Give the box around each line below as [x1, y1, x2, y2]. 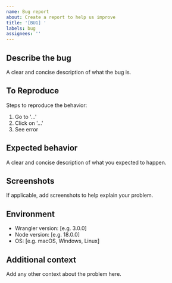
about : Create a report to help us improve [6, 14, 116, 20]
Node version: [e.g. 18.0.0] [14, 231, 80, 238]
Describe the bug [6, 53, 71, 63]
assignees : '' [6, 31, 42, 37]
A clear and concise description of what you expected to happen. [6, 159, 167, 166]
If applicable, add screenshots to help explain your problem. [6, 191, 154, 199]
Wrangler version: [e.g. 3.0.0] [14, 225, 87, 232]
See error [14, 125, 39, 133]
